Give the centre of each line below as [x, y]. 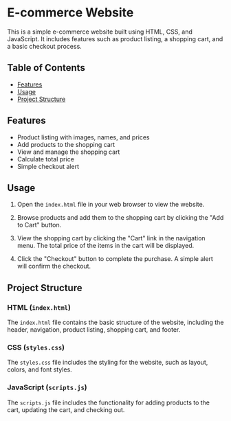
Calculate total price [45, 159]
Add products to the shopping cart [66, 144]
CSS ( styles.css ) [36, 347]
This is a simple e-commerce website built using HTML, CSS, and [100, 32]
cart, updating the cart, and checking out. [66, 409]
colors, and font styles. [40, 369]
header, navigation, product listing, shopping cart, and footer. [94, 330]
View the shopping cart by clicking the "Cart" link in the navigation [111, 238]
